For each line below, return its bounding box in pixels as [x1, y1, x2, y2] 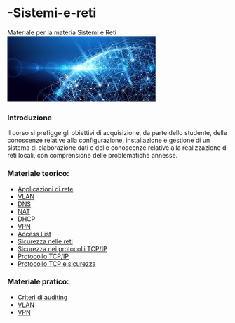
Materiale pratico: [7, 277, 69, 286]
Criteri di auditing [17, 293, 68, 301]
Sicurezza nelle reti [17, 237, 74, 246]
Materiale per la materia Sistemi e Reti [7, 28, 117, 37]
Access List [17, 229, 51, 238]
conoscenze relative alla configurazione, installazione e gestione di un [7, 136, 210, 145]
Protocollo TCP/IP [17, 252, 69, 260]
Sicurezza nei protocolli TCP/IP [17, 244, 107, 253]
